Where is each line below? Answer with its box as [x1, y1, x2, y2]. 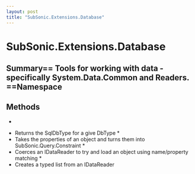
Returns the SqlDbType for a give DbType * [14, 129, 120, 137]
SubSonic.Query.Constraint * [14, 142, 85, 149]
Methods [6, 102, 40, 112]
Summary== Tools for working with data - [6, 64, 164, 74]
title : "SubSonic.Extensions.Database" [6, 14, 105, 20]
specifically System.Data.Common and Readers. [6, 72, 190, 83]
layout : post [6, 8, 39, 15]
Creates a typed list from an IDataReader [14, 161, 114, 168]
